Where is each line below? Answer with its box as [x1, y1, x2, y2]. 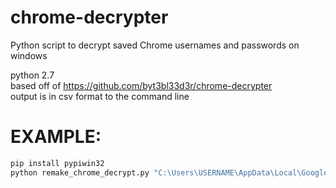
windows [10, 49, 48, 61]
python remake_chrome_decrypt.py [10, 167, 150, 178]
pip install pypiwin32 [10, 158, 105, 168]
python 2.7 [10, 69, 55, 81]
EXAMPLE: [10, 126, 102, 148]
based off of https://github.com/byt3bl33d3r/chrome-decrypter [10, 79, 273, 91]
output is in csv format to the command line [10, 90, 190, 102]
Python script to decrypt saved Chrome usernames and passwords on [10, 39, 300, 51]
